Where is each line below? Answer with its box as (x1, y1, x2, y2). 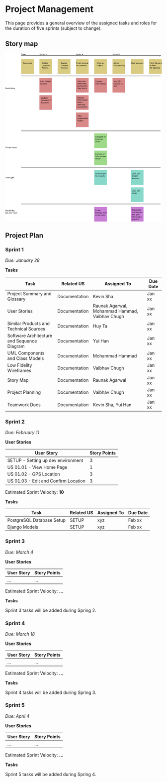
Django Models (7, 524, 38, 530)
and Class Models (7, 355, 44, 361)
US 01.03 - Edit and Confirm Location (7, 478, 85, 484)
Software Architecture (7, 333, 53, 338)
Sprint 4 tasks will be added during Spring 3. (5, 689, 96, 695)
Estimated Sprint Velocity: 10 (5, 489, 64, 495)
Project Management (5, 3, 93, 15)
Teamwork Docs (7, 402, 41, 408)
